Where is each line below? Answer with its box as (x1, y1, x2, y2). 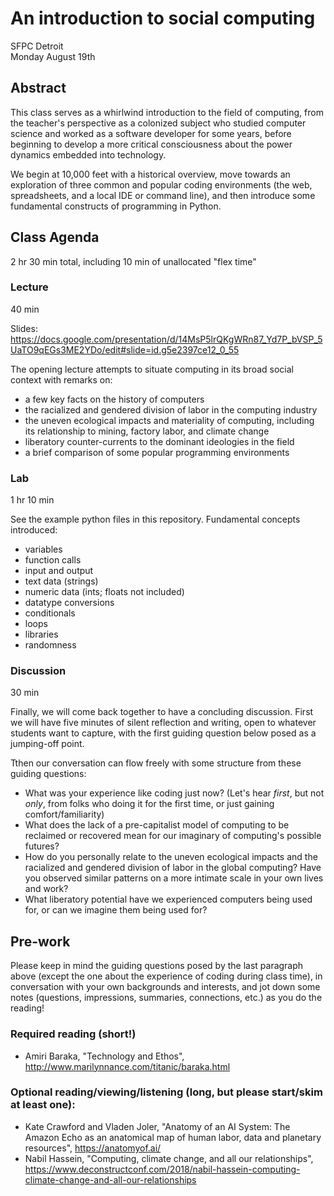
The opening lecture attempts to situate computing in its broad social (10, 363, 294, 375)
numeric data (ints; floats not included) (24, 586, 185, 598)
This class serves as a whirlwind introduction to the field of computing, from (10, 106, 324, 118)
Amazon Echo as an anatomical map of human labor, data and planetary (24, 1131, 322, 1143)
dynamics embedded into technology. (10, 148, 167, 161)
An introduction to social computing (10, 7, 316, 30)
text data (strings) (24, 575, 99, 587)
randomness (24, 639, 77, 651)
